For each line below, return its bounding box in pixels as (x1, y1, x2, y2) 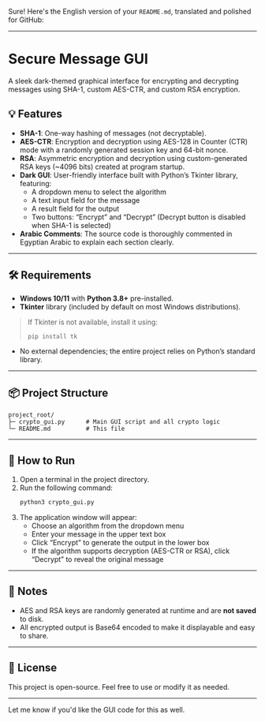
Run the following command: (19, 483, 113, 492)
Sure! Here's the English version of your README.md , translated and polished (8, 7, 252, 16)
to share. (19, 630, 49, 640)
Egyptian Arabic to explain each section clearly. (19, 237, 174, 247)
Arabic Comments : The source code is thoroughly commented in (19, 229, 233, 238)
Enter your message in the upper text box (31, 529, 166, 539)
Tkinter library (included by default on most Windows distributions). (19, 301, 241, 311)
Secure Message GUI (8, 51, 148, 68)
